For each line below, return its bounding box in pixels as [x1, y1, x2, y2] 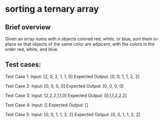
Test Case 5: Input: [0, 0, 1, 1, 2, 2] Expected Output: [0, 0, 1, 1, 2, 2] [5, 111, 141, 117]
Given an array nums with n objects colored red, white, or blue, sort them [5, 36, 153, 42]
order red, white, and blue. [5, 47, 59, 52]
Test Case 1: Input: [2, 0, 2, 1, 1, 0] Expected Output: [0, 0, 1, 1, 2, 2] [5, 73, 140, 79]
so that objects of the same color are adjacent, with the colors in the [17, 41, 155, 47]
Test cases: [5, 60, 42, 69]
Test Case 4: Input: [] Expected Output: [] [5, 102, 89, 108]
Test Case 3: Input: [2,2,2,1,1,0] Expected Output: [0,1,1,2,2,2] [5, 92, 127, 98]
